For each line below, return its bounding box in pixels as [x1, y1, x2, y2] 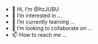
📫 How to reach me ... [11, 32, 67, 38]
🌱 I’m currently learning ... [11, 18, 75, 25]
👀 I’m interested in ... [11, 12, 62, 19]
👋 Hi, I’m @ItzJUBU [11, 6, 59, 12]
